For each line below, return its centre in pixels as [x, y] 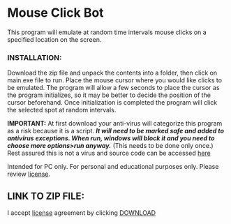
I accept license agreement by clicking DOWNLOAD [81, 213]
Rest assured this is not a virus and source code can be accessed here [109, 153]
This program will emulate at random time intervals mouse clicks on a [107, 32]
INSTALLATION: [35, 57]
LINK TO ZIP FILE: [46, 196]
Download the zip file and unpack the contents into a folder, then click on [112, 73]
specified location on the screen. [54, 39]
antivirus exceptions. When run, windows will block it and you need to [111, 138]
